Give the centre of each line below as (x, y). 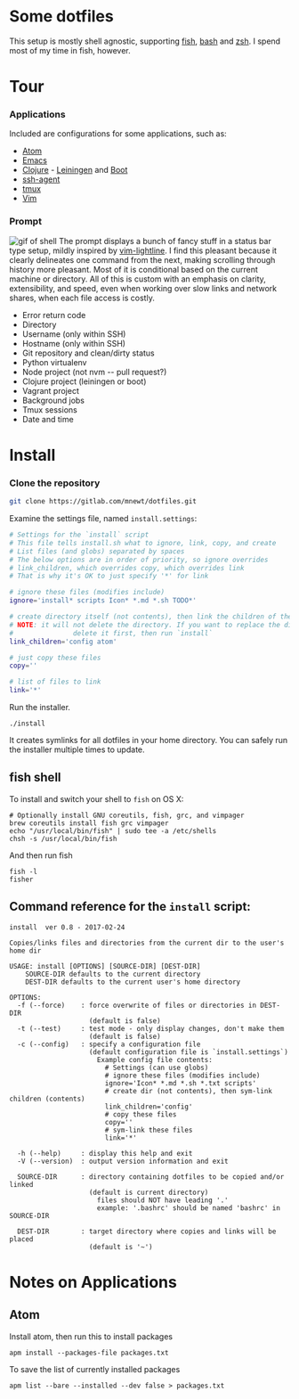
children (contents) (48, 1099)
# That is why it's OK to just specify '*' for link (109, 577)
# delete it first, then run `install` (111, 633)
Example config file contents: (155, 1059)
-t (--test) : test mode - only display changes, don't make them (151, 1028)
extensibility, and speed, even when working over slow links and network (143, 288)
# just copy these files (55, 658)
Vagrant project (51, 390)
